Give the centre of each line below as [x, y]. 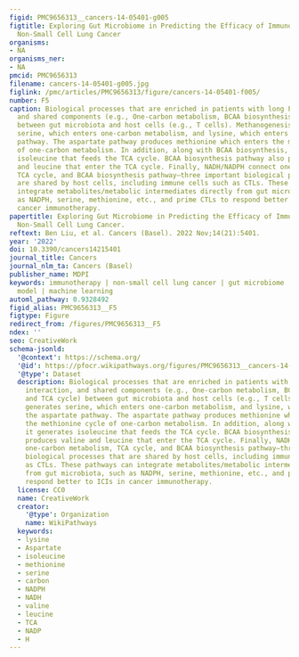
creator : [33, 506]
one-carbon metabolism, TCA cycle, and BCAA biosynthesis [135, 448]
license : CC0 [41, 490]
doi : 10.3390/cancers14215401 [65, 250]
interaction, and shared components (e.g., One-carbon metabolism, [153, 390]
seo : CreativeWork [43, 341]
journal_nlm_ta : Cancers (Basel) [71, 267]
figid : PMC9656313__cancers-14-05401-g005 [89, 17]
